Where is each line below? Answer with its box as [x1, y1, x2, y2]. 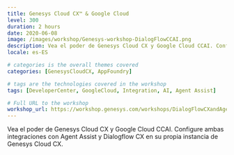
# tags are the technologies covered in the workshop [7, 81, 167, 88]
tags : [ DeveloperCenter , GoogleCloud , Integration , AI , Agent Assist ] [7, 87, 217, 94]
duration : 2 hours [7, 23, 61, 30]
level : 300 [7, 17, 39, 24]
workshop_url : [7, 106, 49, 113]
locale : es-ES [7, 49, 49, 56]
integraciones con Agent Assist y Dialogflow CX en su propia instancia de [7, 133, 218, 141]
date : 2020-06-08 [7, 29, 58, 37]
